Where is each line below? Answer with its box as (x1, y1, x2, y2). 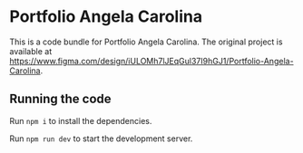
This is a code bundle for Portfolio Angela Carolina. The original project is (9, 36, 283, 47)
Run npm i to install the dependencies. (9, 115, 152, 126)
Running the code (9, 91, 112, 107)
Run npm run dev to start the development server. (9, 133, 193, 144)
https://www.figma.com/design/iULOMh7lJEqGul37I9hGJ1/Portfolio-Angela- (9, 55, 294, 66)
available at (9, 45, 53, 56)
